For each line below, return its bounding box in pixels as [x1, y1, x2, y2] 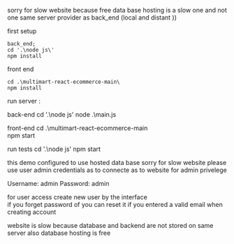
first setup [7, 27, 37, 35]
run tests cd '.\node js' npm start [7, 145, 101, 153]
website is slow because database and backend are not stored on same [7, 222, 214, 229]
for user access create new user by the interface [7, 193, 148, 201]
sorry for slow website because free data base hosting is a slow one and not [7, 6, 227, 14]
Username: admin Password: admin [7, 180, 110, 187]
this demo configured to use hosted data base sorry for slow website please [7, 159, 227, 166]
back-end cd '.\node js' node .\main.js [7, 110, 117, 118]
